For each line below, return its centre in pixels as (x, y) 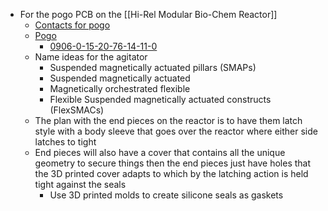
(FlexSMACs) (77, 110)
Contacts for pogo (72, 25)
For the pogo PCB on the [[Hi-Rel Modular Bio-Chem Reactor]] (148, 14)
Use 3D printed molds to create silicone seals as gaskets (166, 195)
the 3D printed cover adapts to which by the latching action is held (171, 173)
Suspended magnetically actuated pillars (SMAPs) (153, 67)
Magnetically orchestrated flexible (120, 88)
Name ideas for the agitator (91, 57)
